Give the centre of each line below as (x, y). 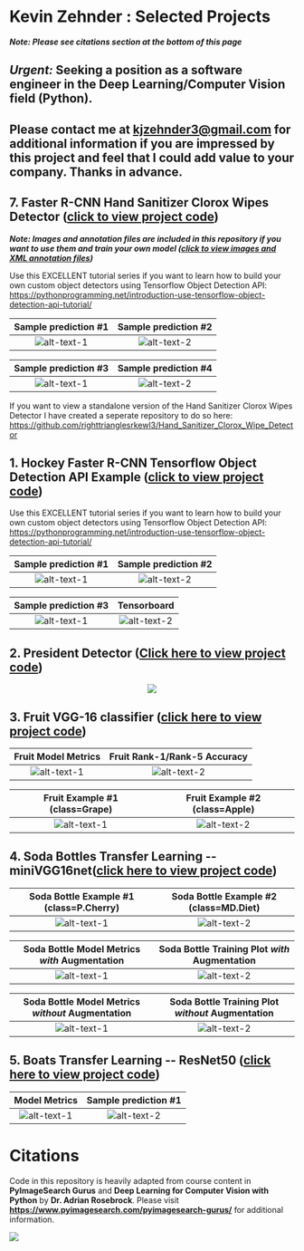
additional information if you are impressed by (142, 144)
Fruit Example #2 (223, 797)
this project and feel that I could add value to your (152, 157)
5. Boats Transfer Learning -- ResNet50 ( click (140, 1060)
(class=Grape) (81, 809)
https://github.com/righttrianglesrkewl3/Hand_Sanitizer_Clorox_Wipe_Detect (152, 425)
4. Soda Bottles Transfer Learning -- (113, 856)
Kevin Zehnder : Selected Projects (140, 17)
